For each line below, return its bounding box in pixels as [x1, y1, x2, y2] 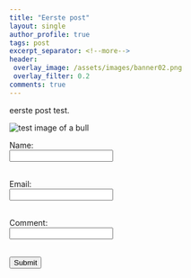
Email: [9, 178, 32, 189]
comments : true [9, 80, 66, 89]
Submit [13, 257, 38, 267]
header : [9, 55, 39, 64]
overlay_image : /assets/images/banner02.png [13, 64, 182, 73]
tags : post [9, 38, 50, 48]
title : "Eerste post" [9, 13, 91, 22]
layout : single [9, 22, 66, 31]
